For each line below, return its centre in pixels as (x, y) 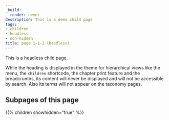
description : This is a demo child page (49, 19)
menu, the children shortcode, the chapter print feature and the (73, 73)
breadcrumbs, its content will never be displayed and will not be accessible (84, 78)
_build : (14, 10)
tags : (11, 24)
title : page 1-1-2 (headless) (38, 43)
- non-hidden (19, 39)
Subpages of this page (42, 100)
